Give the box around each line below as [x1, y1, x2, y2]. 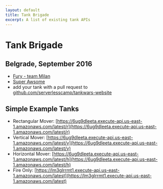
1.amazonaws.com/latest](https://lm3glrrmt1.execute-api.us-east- [12, 173, 152, 179]
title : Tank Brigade [5, 12, 50, 17]
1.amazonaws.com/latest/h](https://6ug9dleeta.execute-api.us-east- [12, 156, 158, 162]
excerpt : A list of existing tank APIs [5, 17, 91, 22]
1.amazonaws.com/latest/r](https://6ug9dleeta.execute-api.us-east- [12, 124, 157, 130]
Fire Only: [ [12, 167, 36, 174]
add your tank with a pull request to [12, 84, 88, 90]
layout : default [5, 7, 40, 13]
